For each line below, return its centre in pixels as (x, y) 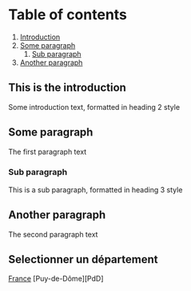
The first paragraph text (48, 152)
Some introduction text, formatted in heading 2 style (94, 107)
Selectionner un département (83, 259)
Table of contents (68, 15)
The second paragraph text (53, 234)
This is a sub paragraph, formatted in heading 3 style (95, 189)
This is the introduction (67, 88)
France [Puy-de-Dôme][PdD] (56, 279)
